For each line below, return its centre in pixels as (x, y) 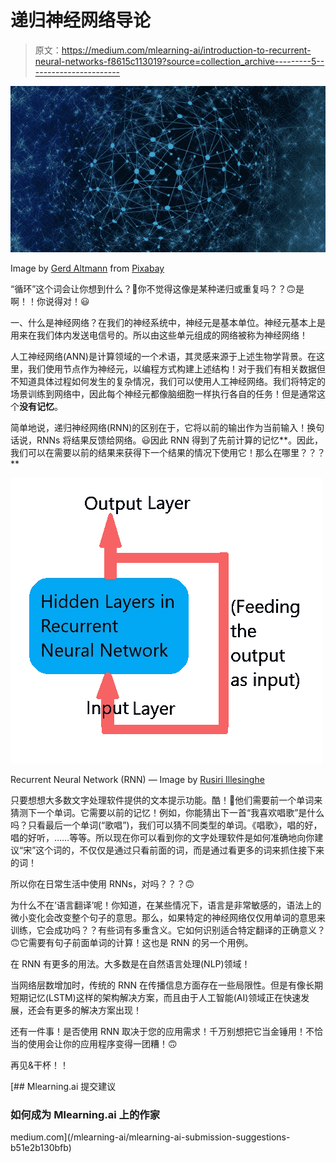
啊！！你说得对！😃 (50, 302)
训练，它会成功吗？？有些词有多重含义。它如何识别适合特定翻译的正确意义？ (168, 930)
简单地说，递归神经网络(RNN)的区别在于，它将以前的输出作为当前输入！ (159, 428)
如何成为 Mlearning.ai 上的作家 (85, 1115)
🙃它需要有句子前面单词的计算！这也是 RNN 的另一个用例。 (132, 943)
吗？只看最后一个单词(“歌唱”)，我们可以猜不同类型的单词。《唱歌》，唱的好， (166, 825)
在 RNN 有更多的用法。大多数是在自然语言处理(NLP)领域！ (130, 964)
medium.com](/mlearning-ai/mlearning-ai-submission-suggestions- (150, 1137)
